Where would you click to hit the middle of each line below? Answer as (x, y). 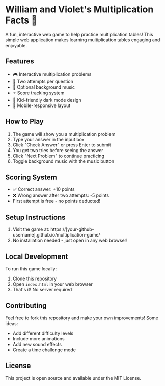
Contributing (26, 306)
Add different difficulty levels (43, 333)
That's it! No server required (42, 289)
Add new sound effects (37, 344)
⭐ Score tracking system (38, 93)
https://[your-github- (72, 229)
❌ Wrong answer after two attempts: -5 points (61, 195)
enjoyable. (16, 45)
